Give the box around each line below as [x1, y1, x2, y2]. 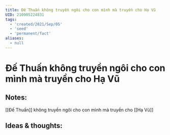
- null [10, 41, 24, 46]
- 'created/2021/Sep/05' [10, 21, 63, 27]
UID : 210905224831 [5, 12, 44, 17]
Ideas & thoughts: [5, 121, 63, 130]
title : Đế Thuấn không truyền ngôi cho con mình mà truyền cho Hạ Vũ [5, 7, 156, 13]
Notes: [5, 93, 27, 102]
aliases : [5, 36, 24, 41]
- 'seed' [10, 26, 29, 31]
